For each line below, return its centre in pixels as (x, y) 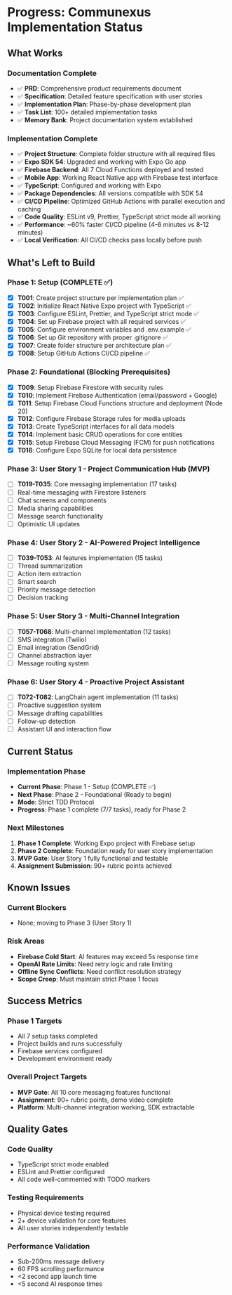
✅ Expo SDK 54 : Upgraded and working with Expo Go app (102, 162)
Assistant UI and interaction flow (64, 729)
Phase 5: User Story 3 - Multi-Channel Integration (94, 616)
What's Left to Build (51, 262)
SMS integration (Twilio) (52, 639)
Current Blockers (37, 908)
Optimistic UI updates (49, 523)
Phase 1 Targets (35, 1021)
